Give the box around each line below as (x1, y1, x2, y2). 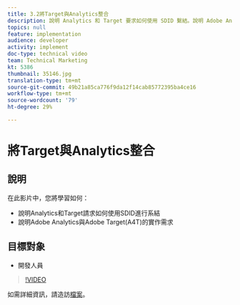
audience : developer (7, 37, 69, 44)
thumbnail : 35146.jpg (7, 70, 72, 77)
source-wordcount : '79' (7, 97, 79, 104)
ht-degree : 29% (7, 104, 53, 111)
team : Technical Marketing (7, 57, 88, 64)
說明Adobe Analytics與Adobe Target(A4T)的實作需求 (17, 217, 174, 226)
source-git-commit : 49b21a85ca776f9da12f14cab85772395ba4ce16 (7, 84, 196, 91)
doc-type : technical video (7, 51, 88, 58)
